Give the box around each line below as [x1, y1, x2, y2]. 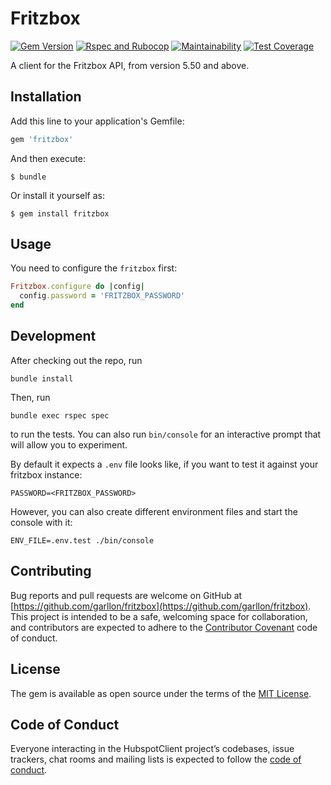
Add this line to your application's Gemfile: [10, 115, 185, 127]
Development [10, 328, 97, 345]
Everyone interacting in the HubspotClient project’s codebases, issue [10, 743, 295, 755]
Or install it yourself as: [10, 189, 105, 201]
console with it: [10, 516, 73, 528]
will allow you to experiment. [10, 438, 128, 451]
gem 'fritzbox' [10, 134, 74, 144]
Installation [10, 88, 82, 106]
